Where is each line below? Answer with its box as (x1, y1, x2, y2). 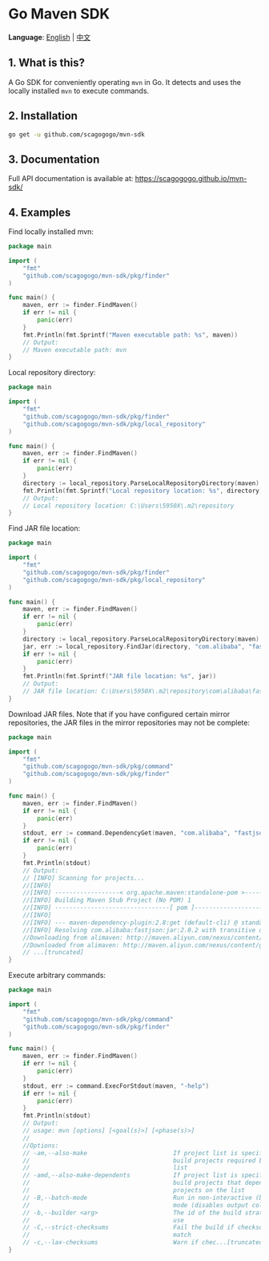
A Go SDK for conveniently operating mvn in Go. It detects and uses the (8, 77, 242, 87)
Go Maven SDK (8, 5, 110, 23)
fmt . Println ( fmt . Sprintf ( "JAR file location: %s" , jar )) (22, 673, 217, 681)
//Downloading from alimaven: (22, 933, 124, 942)
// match (22, 1231, 192, 1239)
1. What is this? (8, 56, 86, 70)
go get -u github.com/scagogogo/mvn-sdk (8, 130, 146, 139)
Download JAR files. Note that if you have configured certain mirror (8, 709, 231, 718)
